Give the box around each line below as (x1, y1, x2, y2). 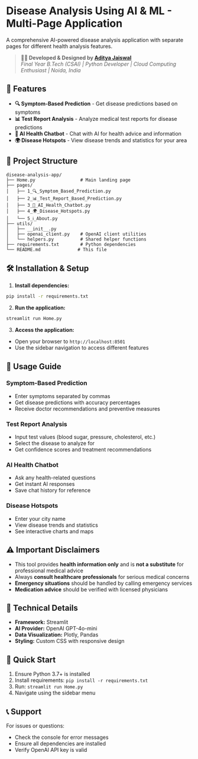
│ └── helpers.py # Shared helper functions (6, 236, 147, 242)
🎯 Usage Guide (6, 361, 62, 372)
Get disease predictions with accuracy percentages (14, 399, 141, 406)
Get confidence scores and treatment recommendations (14, 446, 152, 453)
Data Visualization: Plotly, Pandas (14, 631, 99, 638)
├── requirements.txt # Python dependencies (6, 241, 136, 247)
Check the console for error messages (14, 734, 109, 741)
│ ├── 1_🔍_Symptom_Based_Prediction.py (6, 188, 111, 194)
